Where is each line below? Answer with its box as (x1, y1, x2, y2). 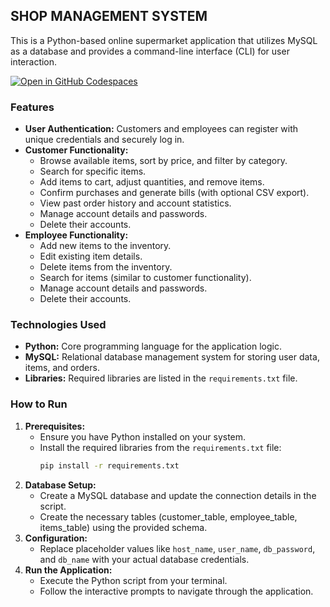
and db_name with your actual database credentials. (39, 553, 250, 565)
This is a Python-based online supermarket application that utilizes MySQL (10, 34, 318, 46)
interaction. (10, 55, 58, 68)
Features (10, 100, 55, 114)
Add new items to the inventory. (39, 240, 172, 252)
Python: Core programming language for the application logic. (24, 340, 282, 353)
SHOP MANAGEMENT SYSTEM (10, 8, 208, 25)
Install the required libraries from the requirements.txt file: (39, 441, 282, 453)
